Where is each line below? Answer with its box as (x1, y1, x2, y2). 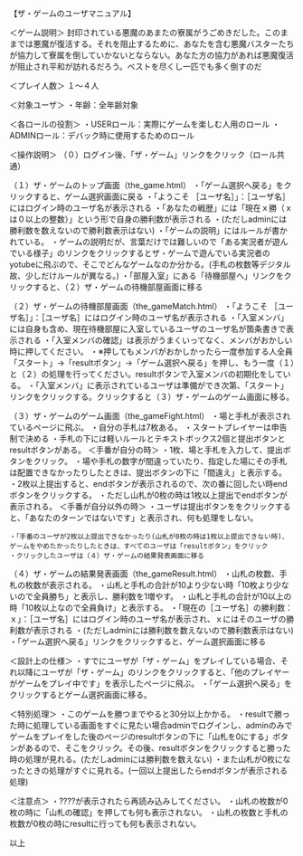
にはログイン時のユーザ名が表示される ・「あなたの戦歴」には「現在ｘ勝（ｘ (9, 203, 293, 213)
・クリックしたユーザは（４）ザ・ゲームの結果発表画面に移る (9, 551, 205, 560)
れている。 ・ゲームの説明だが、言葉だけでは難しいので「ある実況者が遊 (9, 236, 280, 247)
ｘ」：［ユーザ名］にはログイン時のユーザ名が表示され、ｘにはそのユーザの (9, 613, 287, 624)
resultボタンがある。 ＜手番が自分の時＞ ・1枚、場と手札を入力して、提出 (9, 444, 283, 455)
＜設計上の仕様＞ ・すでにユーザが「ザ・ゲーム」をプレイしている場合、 (9, 655, 280, 666)
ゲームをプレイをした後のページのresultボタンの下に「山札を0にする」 (9, 731, 273, 742)
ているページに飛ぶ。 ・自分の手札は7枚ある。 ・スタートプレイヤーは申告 (9, 422, 288, 433)
